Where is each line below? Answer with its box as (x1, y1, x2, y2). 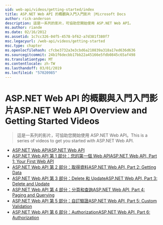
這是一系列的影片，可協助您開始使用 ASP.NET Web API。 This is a (16, 132, 148, 138)
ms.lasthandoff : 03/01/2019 (5, 66, 62, 71)
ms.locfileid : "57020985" (5, 70, 57, 75)
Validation (12, 203, 33, 209)
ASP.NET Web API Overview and (14, 105, 147, 116)
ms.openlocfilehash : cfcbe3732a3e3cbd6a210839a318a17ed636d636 (5, 48, 136, 52)
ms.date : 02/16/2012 (5, 30, 47, 35)
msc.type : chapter (5, 43, 42, 48)
